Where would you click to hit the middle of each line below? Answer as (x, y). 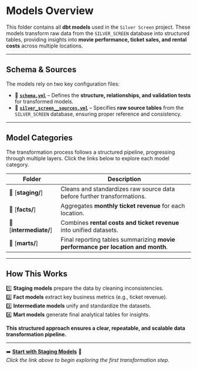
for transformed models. (44, 101)
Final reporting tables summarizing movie (118, 239)
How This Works (37, 274)
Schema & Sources (41, 70)
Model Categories (40, 138)
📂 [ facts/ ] (23, 209)
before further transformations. (103, 196)
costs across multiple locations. (45, 46)
